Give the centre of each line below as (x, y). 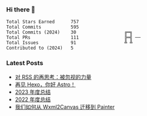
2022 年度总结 (33, 99)
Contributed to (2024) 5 (40, 48)
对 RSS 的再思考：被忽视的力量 (53, 77)
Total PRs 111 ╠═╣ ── (73, 38)
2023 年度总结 (33, 91)
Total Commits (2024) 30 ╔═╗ (70, 32)
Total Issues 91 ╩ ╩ (70, 43)
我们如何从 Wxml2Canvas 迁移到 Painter (65, 106)
